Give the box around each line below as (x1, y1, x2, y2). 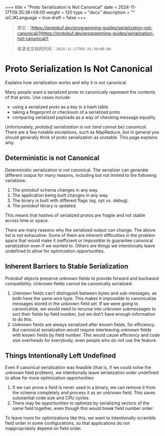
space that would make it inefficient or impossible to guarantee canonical (5, 237, 153, 243)
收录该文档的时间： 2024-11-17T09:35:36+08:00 (17, 46, 111, 51)
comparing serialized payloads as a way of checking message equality (12, 114, 156, 120)
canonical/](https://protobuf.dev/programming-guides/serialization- (17, 31, 155, 36)
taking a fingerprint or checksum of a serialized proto (12, 109, 120, 115)
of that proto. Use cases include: (5, 94, 71, 100)
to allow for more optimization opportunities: (5, 375, 95, 381)
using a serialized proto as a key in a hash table (12, 103, 109, 110)
